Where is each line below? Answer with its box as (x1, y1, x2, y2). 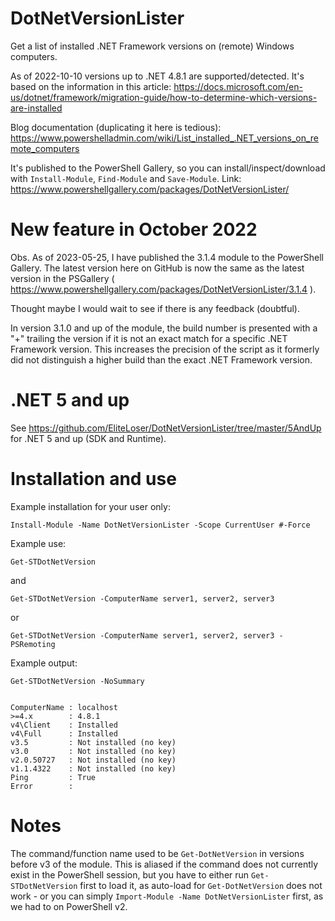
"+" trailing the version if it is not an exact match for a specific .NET (10, 332, 288, 344)
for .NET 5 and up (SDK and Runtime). (10, 432, 167, 444)
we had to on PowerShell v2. (10, 900, 128, 912)
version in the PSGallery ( (10, 272, 115, 284)
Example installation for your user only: (10, 500, 171, 512)
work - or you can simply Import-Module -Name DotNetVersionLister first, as (10, 890, 324, 902)
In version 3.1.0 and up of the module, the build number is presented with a (10, 322, 318, 334)
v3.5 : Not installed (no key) (10, 737, 177, 747)
